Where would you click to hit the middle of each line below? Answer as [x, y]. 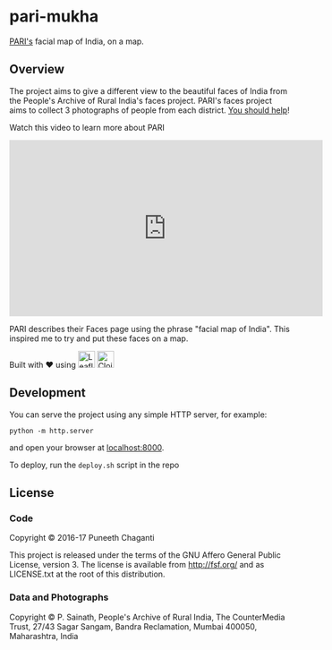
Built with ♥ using [43, 364]
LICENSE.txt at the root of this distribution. [87, 574]
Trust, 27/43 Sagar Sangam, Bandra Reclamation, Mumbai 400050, [133, 626]
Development [48, 393]
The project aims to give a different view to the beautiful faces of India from [149, 90]
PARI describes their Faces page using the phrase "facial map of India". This [150, 329]
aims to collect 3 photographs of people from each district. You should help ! [149, 110]
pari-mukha [54, 17]
